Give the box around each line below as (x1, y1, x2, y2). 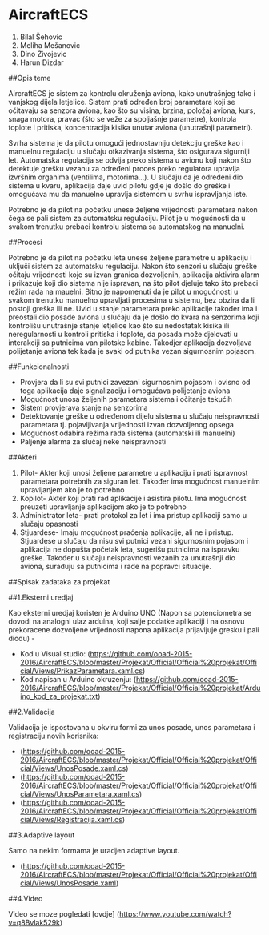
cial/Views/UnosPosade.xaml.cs (19, 763, 126, 773)
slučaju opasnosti (19, 519, 78, 528)
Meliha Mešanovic (19, 40, 81, 50)
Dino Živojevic (19, 49, 67, 58)
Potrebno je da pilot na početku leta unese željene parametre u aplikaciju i (8, 252, 252, 262)
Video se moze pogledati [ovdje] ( (8, 909, 120, 918)
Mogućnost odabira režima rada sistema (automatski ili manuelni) (19, 428, 235, 438)
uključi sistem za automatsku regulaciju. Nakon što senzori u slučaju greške (8, 261, 258, 271)
